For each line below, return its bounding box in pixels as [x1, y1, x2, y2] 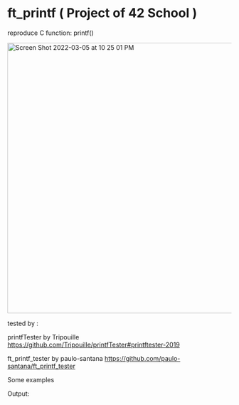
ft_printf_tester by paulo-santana [7, 354, 103, 362]
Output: [7, 389, 30, 398]
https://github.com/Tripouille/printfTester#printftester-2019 [7, 340, 180, 349]
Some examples [7, 375, 55, 384]
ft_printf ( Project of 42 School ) [7, 5, 198, 21]
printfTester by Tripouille [7, 332, 80, 341]
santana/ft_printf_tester [7, 362, 76, 370]
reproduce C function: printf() [7, 28, 94, 37]
